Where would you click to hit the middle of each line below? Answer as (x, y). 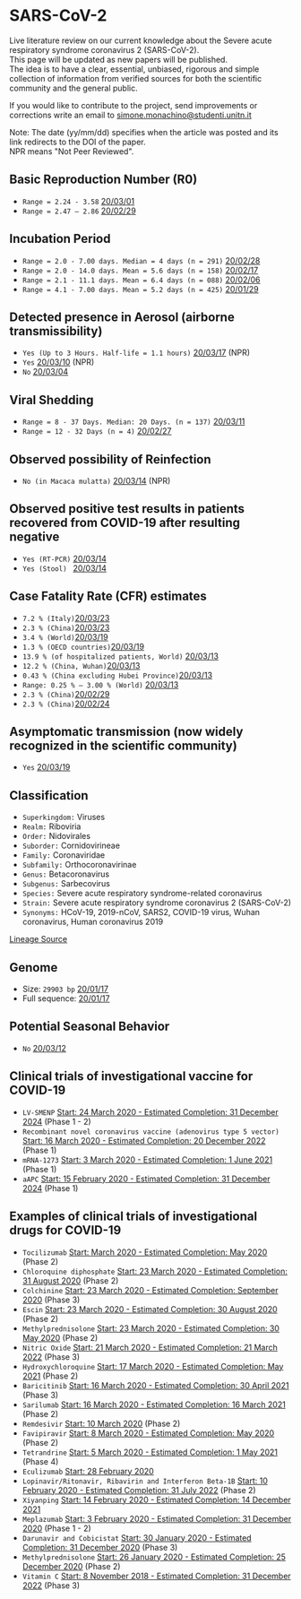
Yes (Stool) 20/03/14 (64, 568)
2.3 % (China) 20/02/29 (66, 694)
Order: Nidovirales (56, 836)
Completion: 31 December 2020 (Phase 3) (100, 1547)
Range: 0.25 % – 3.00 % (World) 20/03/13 (100, 684)
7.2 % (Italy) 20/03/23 (66, 618)
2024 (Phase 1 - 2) (56, 1121)
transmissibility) (56, 331)
